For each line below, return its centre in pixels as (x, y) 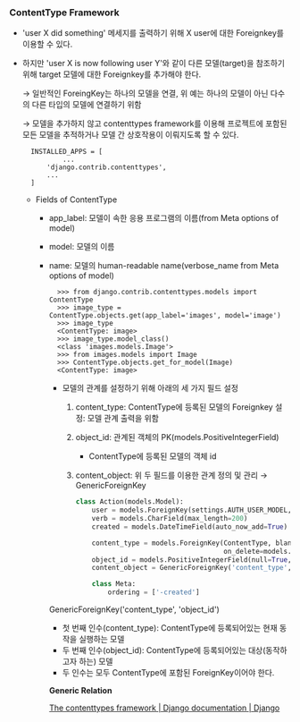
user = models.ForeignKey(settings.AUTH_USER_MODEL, (192, 510)
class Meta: (114, 584)
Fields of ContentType (76, 200)
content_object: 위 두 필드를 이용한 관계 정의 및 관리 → (171, 475)
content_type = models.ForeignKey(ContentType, (182, 543)
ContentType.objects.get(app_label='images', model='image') (165, 316)
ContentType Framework (64, 13)
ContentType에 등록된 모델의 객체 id (153, 456)
